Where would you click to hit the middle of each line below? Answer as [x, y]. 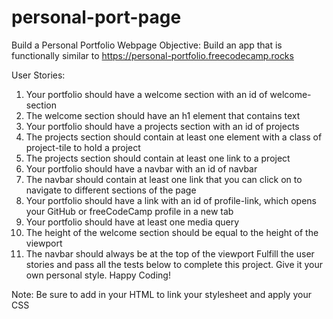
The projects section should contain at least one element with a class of [174, 137]
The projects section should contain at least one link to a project [158, 158]
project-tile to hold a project [83, 147]
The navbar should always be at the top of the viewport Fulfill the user [170, 253]
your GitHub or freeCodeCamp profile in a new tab [129, 211]
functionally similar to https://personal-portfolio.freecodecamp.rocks [152, 55]
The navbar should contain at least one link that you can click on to [164, 179]
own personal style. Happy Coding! [98, 275]
